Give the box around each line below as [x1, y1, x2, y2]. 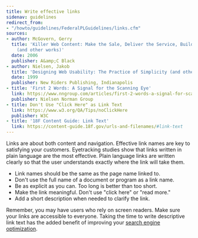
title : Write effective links [6, 8, 81, 15]
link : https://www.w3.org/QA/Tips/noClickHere [11, 107, 128, 113]
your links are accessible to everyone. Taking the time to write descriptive [6, 213, 185, 220]
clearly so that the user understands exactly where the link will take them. [6, 158, 185, 166]
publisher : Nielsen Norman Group [11, 96, 94, 102]
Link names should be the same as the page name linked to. [14, 170, 161, 177]
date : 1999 [11, 74, 38, 80]
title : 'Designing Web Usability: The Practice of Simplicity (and [11, 69, 181, 75]
